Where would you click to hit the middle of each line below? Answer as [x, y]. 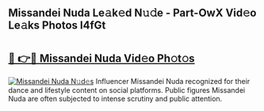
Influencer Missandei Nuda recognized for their [173, 81]
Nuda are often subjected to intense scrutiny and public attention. [115, 99]
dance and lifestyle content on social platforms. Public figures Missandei [127, 90]
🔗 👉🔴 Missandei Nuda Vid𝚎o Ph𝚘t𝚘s [102, 58]
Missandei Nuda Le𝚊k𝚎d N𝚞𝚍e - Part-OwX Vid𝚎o [132, 13]
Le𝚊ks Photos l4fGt [57, 26]
